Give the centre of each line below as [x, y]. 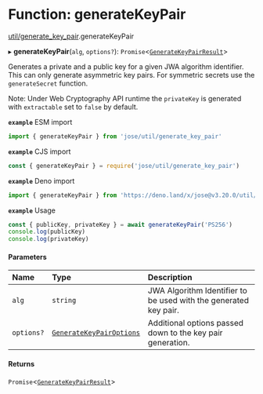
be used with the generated [198, 301]
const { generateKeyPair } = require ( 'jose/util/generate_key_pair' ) [124, 166]
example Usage [32, 210]
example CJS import [40, 151]
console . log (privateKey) [49, 239]
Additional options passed [196, 323]
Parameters [27, 257]
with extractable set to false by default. [73, 107]
